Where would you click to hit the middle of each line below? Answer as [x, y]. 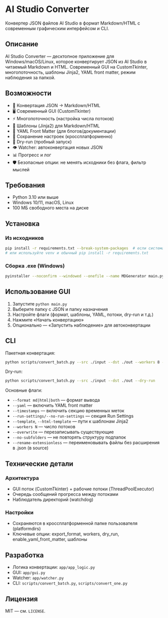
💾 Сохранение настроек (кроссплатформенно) [62, 136]
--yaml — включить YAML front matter [52, 405]
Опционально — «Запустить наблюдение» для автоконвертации [81, 325]
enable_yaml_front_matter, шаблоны [50, 539]
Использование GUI [38, 292]
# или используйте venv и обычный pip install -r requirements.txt [77, 253]
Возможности [28, 93]
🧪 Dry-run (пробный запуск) [42, 142]
